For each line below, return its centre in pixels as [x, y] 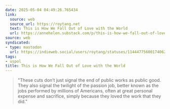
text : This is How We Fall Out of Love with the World [69, 29]
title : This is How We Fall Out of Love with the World [65, 66]
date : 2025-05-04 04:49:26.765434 [42, 10]
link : [11, 15]
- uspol [13, 61]
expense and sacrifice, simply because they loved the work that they [89, 96]
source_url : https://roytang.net [45, 24]
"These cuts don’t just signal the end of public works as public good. [89, 80]
